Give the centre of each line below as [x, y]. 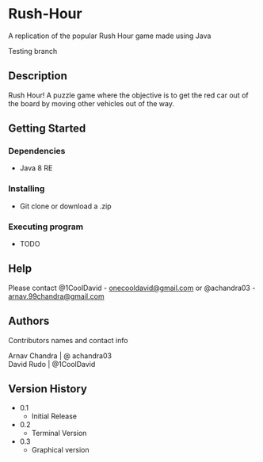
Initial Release [54, 416]
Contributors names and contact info [68, 340]
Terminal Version [59, 433]
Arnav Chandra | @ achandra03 [60, 355]
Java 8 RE [36, 168]
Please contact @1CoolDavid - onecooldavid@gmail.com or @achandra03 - [132, 288]
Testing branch [33, 51]
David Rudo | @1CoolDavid [52, 364]
